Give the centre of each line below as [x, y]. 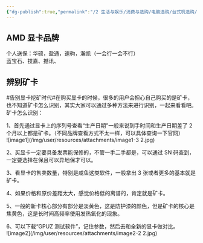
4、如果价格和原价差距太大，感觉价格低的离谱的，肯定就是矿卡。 [88, 193]
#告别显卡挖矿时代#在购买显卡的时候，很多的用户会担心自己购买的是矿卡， [100, 98]
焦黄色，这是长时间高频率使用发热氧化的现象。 [64, 214]
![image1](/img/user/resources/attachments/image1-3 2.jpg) [81, 140]
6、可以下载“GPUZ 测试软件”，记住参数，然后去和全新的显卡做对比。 [92, 227]
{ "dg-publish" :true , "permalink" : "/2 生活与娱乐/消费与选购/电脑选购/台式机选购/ [102, 12]
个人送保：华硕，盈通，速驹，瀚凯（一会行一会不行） [72, 53]
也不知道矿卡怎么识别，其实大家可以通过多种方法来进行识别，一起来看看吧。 [101, 105]
